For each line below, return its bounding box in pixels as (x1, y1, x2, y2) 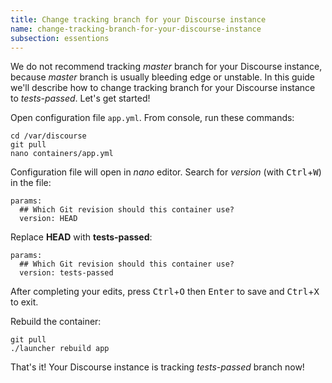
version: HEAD (19, 214, 78, 224)
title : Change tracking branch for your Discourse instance (10, 14, 267, 25)
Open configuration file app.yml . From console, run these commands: (10, 112, 295, 124)
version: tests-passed (19, 268, 114, 278)
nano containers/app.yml (10, 149, 114, 159)
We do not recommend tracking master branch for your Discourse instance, (10, 61, 323, 73)
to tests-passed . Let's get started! (10, 92, 151, 105)
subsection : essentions (10, 33, 110, 43)
